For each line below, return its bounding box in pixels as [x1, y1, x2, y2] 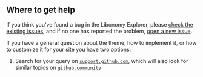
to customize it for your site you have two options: [6, 45, 131, 53]
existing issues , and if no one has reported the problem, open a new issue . [6, 27, 193, 35]
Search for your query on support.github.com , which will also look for [15, 57, 188, 64]
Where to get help [6, 5, 76, 15]
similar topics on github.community [15, 64, 101, 71]
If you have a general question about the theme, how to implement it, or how [6, 39, 197, 46]
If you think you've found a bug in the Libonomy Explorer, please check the [6, 21, 193, 28]
